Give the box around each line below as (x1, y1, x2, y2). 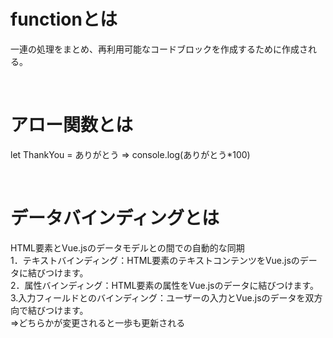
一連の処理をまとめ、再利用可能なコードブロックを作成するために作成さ (10, 43, 308, 55)
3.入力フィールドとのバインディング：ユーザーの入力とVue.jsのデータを (10, 291, 306, 304)
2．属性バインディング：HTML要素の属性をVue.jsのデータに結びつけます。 (10, 279, 320, 291)
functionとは (10, 8, 118, 31)
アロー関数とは (10, 114, 134, 137)
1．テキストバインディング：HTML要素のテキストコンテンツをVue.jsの (10, 254, 300, 266)
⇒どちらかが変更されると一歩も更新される (10, 316, 186, 329)
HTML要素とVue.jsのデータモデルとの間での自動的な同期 (10, 241, 245, 254)
